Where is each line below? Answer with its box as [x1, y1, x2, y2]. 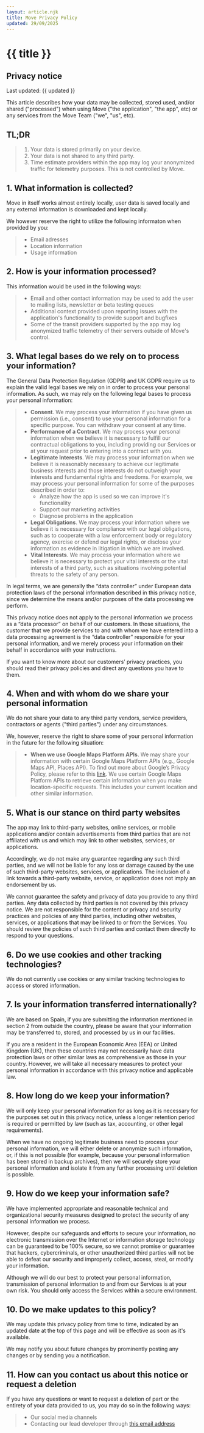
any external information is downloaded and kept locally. [6, 206, 148, 213]
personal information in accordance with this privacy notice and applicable [6, 1067, 194, 1074]
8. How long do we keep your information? [6, 1091, 171, 1101]
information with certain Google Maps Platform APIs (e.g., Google [30, 757, 195, 765]
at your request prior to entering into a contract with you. [30, 447, 174, 454]
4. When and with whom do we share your [6, 688, 169, 699]
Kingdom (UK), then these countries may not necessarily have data [6, 1047, 175, 1054]
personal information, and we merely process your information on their [6, 640, 184, 647]
